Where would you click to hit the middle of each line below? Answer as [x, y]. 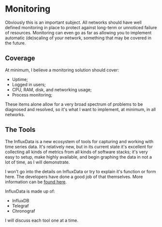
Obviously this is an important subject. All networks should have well [73, 22]
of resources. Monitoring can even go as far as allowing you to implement [78, 32]
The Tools [20, 130]
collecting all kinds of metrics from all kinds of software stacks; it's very [77, 152]
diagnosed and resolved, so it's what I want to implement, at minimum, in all [81, 109]
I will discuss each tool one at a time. [42, 220]
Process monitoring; [32, 95]
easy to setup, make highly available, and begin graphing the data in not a [79, 157]
